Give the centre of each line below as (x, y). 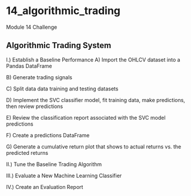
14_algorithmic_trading (63, 11)
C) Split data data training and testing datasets (62, 89)
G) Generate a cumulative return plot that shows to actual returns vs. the (94, 146)
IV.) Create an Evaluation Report (45, 187)
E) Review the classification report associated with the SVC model (86, 117)
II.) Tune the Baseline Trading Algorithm (54, 164)
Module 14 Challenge (32, 27)
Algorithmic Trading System (59, 45)
